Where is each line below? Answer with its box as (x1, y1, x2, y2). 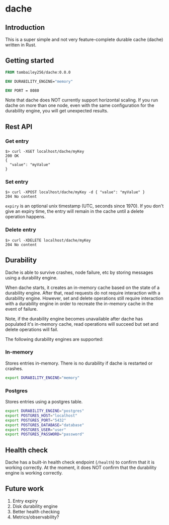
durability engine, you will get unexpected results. (5, 108, 109, 114)
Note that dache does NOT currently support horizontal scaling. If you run (5, 97, 158, 103)
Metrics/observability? (12, 514, 59, 520)
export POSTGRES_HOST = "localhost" (5, 413, 78, 418)
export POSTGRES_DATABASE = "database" (5, 422, 84, 428)
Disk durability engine (12, 503, 58, 509)
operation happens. (5, 214, 46, 220)
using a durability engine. (5, 274, 58, 280)
